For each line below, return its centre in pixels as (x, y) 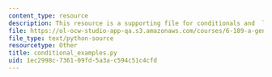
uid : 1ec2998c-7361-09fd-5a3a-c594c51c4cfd (83, 61)
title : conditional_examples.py (63, 53)
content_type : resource (49, 16)
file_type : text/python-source (61, 38)
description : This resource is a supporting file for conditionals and (132, 23)
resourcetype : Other (43, 46)
